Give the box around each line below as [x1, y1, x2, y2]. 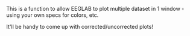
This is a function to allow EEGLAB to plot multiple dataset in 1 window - [6, 5, 185, 12]
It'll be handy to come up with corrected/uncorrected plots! [6, 23, 154, 30]
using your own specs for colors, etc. [6, 11, 99, 19]
